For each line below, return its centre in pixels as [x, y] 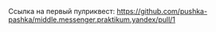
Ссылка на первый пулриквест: [62, 11]
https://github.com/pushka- [162, 11]
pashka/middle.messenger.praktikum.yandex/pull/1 [92, 20]
